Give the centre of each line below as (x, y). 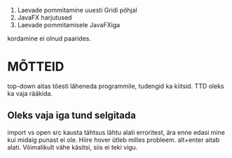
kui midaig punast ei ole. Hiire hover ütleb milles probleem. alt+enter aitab (114, 140)
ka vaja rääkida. (30, 93)
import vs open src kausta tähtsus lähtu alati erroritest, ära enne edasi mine (116, 132)
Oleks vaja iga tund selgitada (72, 116)
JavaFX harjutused (45, 17)
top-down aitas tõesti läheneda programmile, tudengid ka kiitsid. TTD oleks (116, 86)
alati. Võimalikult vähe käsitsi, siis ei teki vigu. (73, 147)
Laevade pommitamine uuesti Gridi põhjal (77, 10)
